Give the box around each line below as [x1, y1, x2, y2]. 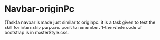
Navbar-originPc [4, 3, 75, 14]
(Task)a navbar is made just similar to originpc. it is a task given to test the [4, 19, 156, 25]
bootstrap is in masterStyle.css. [4, 29, 69, 35]
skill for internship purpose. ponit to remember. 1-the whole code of [4, 24, 142, 30]
